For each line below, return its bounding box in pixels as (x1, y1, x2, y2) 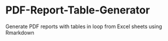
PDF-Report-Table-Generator (5, 4, 150, 17)
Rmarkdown (5, 29, 34, 36)
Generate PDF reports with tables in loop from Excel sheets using (5, 23, 163, 30)
